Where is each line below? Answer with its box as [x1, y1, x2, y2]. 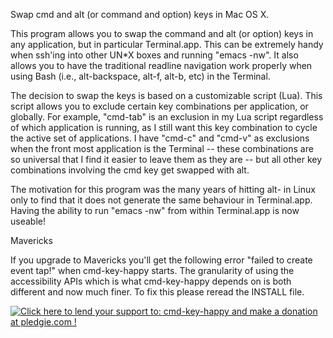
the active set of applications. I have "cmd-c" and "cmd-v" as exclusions [10, 132, 310, 144]
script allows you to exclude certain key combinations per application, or [10, 100, 309, 112]
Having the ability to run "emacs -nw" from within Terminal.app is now [10, 205, 300, 216]
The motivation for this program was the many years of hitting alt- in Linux [10, 184, 316, 195]
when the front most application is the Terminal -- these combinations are [10, 143, 314, 154]
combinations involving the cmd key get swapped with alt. [10, 164, 250, 176]
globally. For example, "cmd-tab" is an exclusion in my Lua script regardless [10, 111, 324, 123]
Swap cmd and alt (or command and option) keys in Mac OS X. [10, 9, 270, 20]
